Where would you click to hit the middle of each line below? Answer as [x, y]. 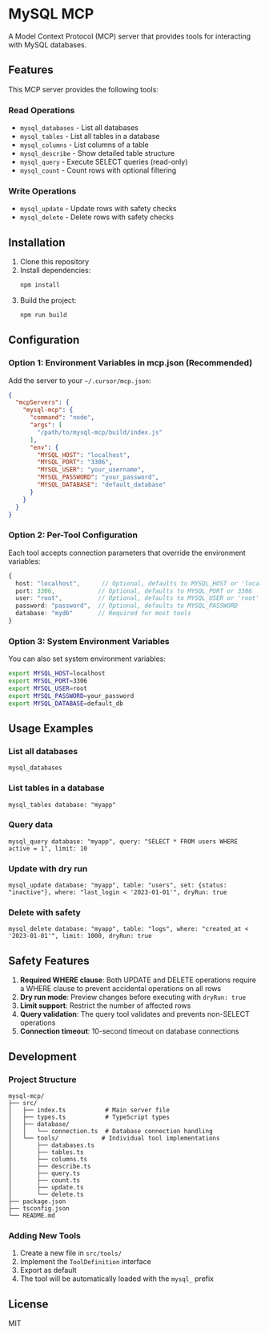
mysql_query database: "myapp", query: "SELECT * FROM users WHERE [123, 841]
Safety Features [49, 961]
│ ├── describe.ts [50, 1166]
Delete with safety [45, 912]
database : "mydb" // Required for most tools [104, 614]
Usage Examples [51, 728]
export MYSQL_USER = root [48, 688]
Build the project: [48, 300]
